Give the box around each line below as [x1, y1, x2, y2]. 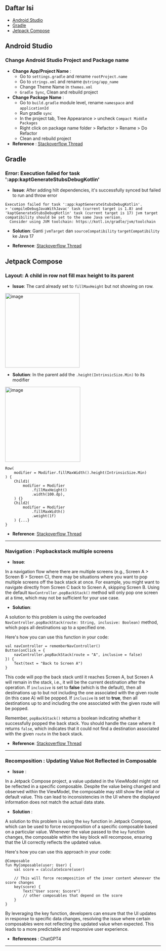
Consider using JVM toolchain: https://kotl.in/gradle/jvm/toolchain [9, 220, 156, 225]
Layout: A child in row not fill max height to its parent [5, 272, 134, 279]
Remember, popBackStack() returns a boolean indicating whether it [5, 715, 141, 721]
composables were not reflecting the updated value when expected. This [5, 921, 154, 927]
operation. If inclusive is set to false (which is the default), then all [5, 684, 142, 690]
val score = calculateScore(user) [14, 867, 85, 872]
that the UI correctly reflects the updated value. [5, 839, 102, 845]
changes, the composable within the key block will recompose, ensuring [5, 834, 152, 840]
